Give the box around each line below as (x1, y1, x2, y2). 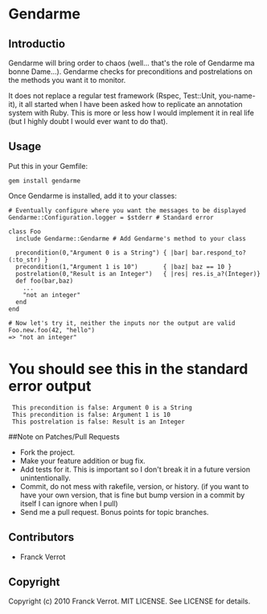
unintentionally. (19, 472, 71, 483)
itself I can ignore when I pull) (19, 498, 118, 508)
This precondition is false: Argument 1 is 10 (11, 410, 171, 418)
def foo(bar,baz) (15, 277, 74, 285)
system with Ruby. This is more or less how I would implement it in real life (8, 108, 255, 117)
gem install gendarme (8, 176, 81, 185)
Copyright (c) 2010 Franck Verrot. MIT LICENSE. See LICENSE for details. (8, 596, 251, 606)
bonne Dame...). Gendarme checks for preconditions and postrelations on (8, 67, 253, 76)
